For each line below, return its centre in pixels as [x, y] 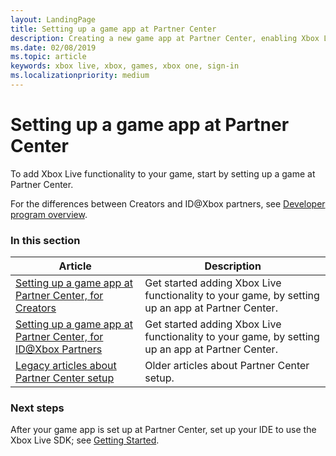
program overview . [49, 214]
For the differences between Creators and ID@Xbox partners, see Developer [168, 203]
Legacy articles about [66, 366]
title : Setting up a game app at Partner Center [113, 29]
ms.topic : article [48, 57]
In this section [45, 240]
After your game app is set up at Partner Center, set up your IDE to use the [163, 430]
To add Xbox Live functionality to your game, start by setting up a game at [163, 173]
